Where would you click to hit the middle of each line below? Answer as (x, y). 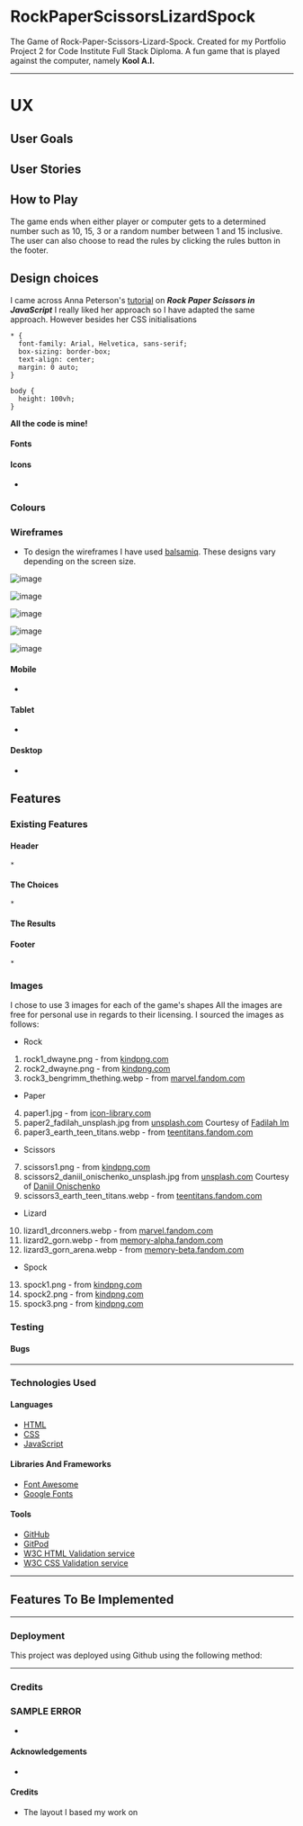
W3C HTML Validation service (79, 1553)
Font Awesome (51, 1484)
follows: (25, 1024)
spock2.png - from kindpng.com (84, 1294)
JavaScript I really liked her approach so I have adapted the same (133, 310)
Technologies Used (53, 1383)
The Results (33, 923)
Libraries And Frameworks (61, 1464)
